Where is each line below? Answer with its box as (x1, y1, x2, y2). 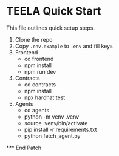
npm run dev (24, 68, 56, 75)
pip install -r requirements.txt (24, 126, 97, 133)
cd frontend (24, 55, 54, 62)
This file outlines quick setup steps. (6, 24, 95, 31)
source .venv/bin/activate (24, 119, 88, 126)
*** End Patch (6, 144, 41, 151)
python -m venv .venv (24, 113, 80, 120)
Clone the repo (15, 36, 53, 43)
